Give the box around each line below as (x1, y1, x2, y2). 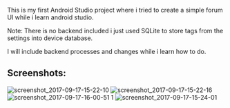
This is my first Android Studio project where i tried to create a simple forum (7, 6, 223, 14)
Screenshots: (7, 67, 67, 79)
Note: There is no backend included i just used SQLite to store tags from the (7, 27, 224, 35)
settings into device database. (7, 34, 93, 42)
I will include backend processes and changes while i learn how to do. (7, 48, 207, 55)
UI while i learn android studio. (7, 13, 94, 21)
